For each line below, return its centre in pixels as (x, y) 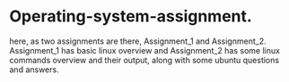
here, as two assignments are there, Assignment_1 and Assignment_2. (138, 41)
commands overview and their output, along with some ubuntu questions (144, 60)
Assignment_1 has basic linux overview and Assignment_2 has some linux (145, 50)
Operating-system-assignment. (131, 16)
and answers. (35, 70)
